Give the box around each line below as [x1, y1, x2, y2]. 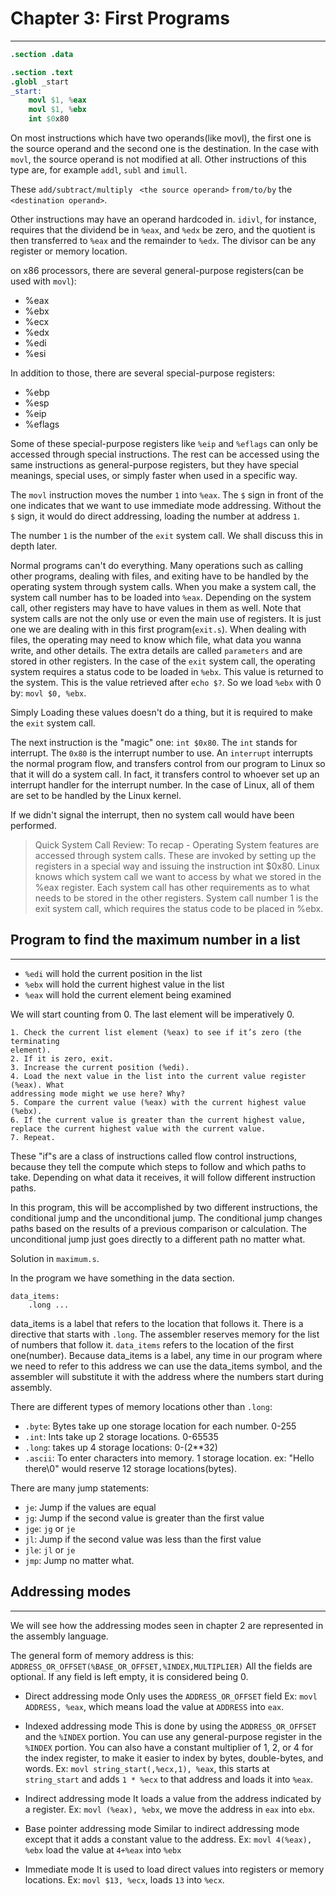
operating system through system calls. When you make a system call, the [10, 581, 317, 593]
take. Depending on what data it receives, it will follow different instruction [10, 1171, 316, 1183]
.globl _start [10, 77, 70, 87]
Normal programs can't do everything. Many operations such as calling [10, 560, 304, 572]
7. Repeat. [10, 1132, 56, 1142]
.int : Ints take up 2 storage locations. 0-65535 [24, 1430, 219, 1442]
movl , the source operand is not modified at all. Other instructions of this [10, 153, 307, 166]
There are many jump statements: [10, 1482, 150, 1494]
